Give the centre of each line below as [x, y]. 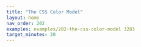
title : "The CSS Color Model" [45, 12]
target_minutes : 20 [31, 35]
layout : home [23, 18]
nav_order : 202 [26, 23]
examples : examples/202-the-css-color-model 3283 [71, 29]
